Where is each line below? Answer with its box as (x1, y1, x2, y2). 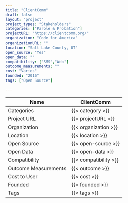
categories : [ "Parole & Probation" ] (5, 26, 82, 31)
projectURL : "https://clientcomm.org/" (5, 31, 89, 36)
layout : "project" (5, 17, 44, 22)
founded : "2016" (5, 73, 39, 78)
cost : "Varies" (5, 69, 37, 74)
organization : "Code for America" (5, 36, 78, 41)
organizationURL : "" (5, 40, 49, 46)
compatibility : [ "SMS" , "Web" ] (5, 59, 69, 64)
